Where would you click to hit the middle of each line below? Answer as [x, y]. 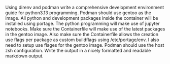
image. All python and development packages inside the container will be [82, 18]
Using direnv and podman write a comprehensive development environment [85, 7]
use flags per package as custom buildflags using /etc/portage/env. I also [82, 40]
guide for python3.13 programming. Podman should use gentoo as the [78, 13]
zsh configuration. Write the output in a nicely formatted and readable [78, 51]
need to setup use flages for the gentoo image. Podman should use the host [85, 45]
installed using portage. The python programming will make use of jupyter [82, 23]
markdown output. [25, 56]
